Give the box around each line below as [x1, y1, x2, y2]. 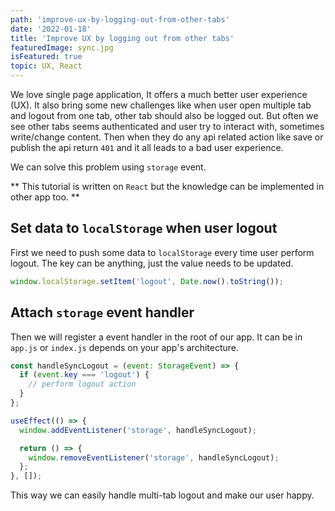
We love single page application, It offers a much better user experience [10, 89, 308, 100]
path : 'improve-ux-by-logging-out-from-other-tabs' [10, 14, 230, 25]
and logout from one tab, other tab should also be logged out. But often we [10, 110, 319, 121]
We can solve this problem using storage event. [10, 161, 207, 173]
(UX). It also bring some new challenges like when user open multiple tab [10, 99, 312, 111]
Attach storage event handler [10, 304, 195, 321]
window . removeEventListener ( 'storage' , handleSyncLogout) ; [28, 452, 280, 463]
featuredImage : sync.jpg [10, 42, 114, 53]
